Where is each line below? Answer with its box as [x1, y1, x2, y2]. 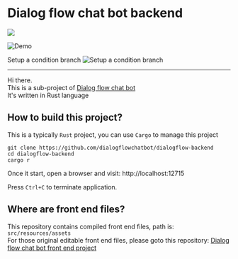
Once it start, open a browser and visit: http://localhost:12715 [7, 169, 185, 177]
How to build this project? [7, 111, 123, 123]
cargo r [7, 156, 30, 164]
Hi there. [7, 76, 33, 84]
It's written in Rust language [7, 91, 89, 99]
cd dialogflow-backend [7, 150, 74, 158]
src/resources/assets [7, 229, 72, 237]
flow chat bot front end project [7, 243, 97, 252]
